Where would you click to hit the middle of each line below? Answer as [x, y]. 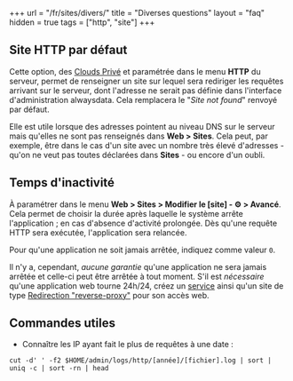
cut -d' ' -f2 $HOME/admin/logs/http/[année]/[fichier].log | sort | [141, 361]
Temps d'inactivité [62, 183]
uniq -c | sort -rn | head [59, 369]
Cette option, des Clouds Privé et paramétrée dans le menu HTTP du [135, 71]
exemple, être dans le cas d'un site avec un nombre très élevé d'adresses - [146, 145]
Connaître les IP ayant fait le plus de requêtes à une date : [127, 345]
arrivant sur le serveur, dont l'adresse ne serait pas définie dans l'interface [146, 90]
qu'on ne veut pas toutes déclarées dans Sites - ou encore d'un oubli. [137, 155]
